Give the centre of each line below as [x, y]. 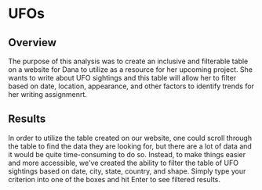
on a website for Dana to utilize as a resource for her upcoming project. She [131, 70]
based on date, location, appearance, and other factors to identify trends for [131, 86]
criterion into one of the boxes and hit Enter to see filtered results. [115, 179]
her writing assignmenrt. [48, 94]
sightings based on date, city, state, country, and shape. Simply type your [127, 171]
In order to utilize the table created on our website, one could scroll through [130, 138]
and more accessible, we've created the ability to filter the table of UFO [124, 163]
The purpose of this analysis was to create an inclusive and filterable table [128, 61]
